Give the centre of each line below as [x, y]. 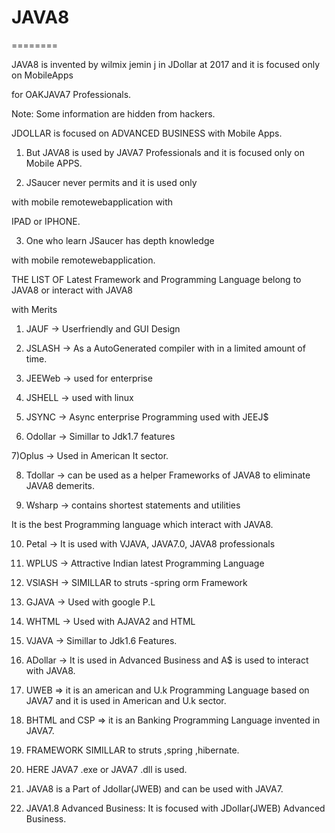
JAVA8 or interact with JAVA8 [72, 290]
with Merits [34, 309]
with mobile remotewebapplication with [92, 202]
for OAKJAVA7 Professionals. [71, 94]
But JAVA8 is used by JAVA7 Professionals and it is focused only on [165, 152]
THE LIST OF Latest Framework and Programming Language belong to [156, 279]
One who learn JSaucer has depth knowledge [120, 240]
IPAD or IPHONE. [46, 221]
